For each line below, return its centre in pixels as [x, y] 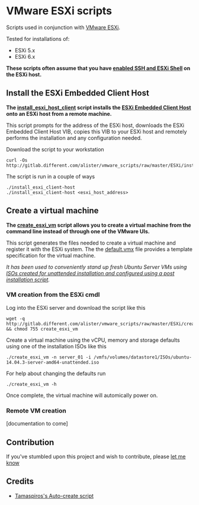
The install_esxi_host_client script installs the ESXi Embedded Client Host [99, 107]
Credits [20, 482]
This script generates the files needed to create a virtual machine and [91, 243]
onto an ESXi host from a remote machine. [59, 113]
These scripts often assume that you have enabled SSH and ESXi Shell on [98, 68]
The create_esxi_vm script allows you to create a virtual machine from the [99, 225]
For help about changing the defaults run [56, 373]
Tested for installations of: [38, 39]
